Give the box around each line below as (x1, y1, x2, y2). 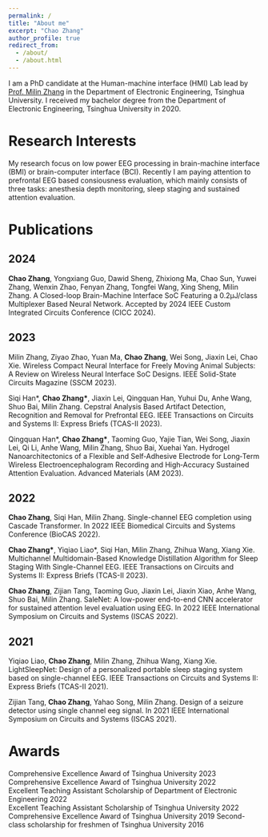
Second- (216, 811, 246, 821)
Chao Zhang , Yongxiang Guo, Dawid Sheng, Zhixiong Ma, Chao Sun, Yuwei (8, 273, 258, 283)
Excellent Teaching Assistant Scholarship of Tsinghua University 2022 (8, 803, 239, 813)
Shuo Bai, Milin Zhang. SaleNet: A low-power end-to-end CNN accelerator (8, 594, 254, 605)
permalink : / (8, 11, 52, 20)
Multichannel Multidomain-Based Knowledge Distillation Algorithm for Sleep (8, 553, 258, 563)
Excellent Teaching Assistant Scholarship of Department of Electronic (8, 786, 238, 795)
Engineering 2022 (8, 795, 68, 804)
